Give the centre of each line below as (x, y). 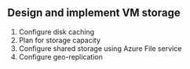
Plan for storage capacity (60, 40)
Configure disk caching (57, 31)
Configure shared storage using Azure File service (100, 48)
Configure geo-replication (61, 56)
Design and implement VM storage (94, 13)
